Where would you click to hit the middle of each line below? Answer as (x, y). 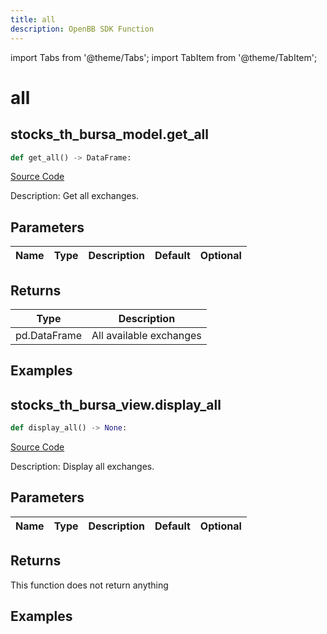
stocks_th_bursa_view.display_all (116, 404)
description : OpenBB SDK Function (82, 29)
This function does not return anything (89, 585)
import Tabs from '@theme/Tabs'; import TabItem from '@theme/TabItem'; (164, 57)
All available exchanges (146, 335)
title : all (33, 19)
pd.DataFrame (49, 335)
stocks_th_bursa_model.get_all (109, 134)
